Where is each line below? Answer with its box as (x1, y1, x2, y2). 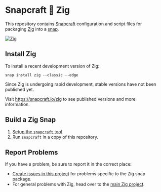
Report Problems (5, 148, 58, 156)
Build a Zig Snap (5, 115, 56, 124)
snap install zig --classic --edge (5, 73, 79, 77)
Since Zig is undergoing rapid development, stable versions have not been (5, 81, 157, 87)
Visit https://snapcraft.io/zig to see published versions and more (5, 96, 136, 102)
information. (5, 101, 30, 107)
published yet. (5, 86, 34, 92)
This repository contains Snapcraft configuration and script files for (5, 21, 142, 27)
